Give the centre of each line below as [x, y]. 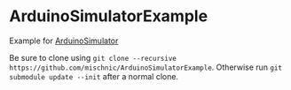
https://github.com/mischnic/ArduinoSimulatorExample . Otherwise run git [145, 67]
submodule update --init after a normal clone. [94, 76]
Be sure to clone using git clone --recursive [93, 57]
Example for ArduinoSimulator [64, 41]
